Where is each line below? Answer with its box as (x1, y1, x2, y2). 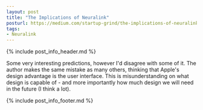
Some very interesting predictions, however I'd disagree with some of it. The (6, 60, 196, 67)
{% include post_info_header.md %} (6, 48, 97, 55)
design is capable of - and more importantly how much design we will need (6, 79, 194, 86)
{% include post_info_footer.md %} (6, 97, 94, 105)
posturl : (6, 20, 28, 26)
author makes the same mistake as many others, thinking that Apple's (6, 66, 179, 73)
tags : (6, 25, 20, 32)
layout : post (6, 8, 39, 15)
